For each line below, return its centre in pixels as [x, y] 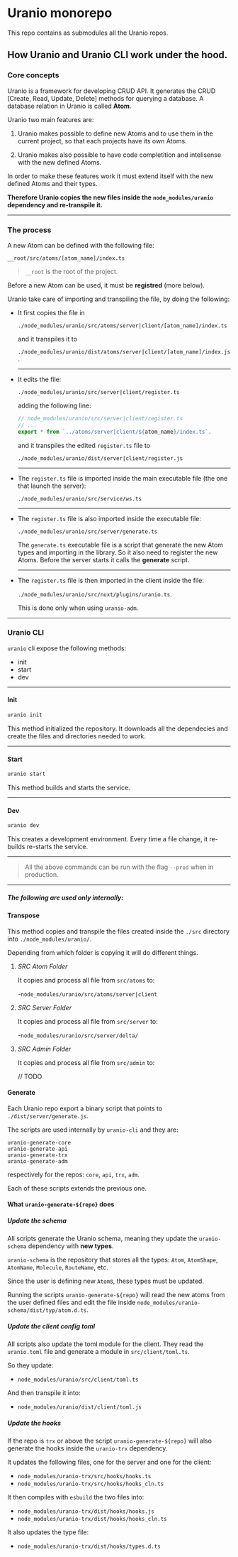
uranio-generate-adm [38, 1161]
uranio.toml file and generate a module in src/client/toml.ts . [98, 1352]
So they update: [30, 1365]
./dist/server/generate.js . [48, 1115]
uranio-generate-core [39, 1142]
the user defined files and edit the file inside [72, 1302]
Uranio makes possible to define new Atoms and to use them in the [115, 133]
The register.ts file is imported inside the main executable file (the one [123, 478]
